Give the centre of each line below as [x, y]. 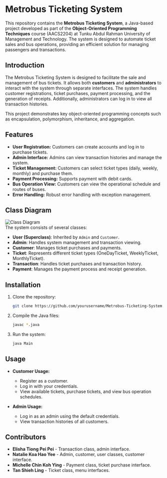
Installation [23, 285]
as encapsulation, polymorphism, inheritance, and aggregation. [70, 119]
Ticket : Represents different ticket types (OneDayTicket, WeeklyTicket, [85, 253]
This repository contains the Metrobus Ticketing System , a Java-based [79, 23]
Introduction [25, 65]
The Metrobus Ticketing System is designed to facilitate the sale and [76, 77]
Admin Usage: [27, 406]
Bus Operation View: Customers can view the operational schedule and [86, 184]
